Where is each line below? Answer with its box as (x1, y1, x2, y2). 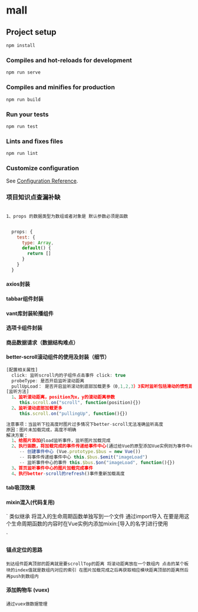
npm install (6, 42, 35, 48)
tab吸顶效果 (6, 484, 35, 491)
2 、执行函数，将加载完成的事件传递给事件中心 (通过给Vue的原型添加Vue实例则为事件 (11, 443, 186, 449)
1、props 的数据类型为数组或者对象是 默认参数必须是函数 (6, 213, 128, 219)
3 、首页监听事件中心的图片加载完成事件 (11, 465, 93, 471)
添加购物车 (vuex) (6, 587, 50, 594)
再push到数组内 (6, 573, 39, 579)
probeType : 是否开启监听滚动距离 (11, 378, 84, 383)
